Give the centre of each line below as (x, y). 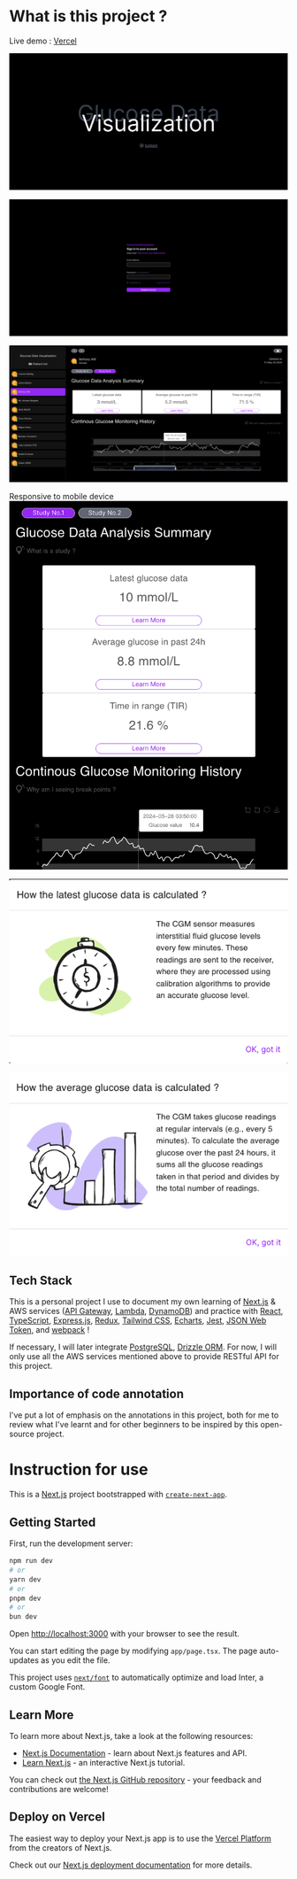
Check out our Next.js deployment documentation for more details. (131, 1865)
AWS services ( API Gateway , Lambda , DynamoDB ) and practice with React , (146, 1311)
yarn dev (25, 1579)
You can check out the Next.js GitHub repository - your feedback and (136, 1779)
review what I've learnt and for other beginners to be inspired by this (134, 1425)
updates (24, 1660)
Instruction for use (79, 1469)
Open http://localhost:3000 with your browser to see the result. (125, 1634)
